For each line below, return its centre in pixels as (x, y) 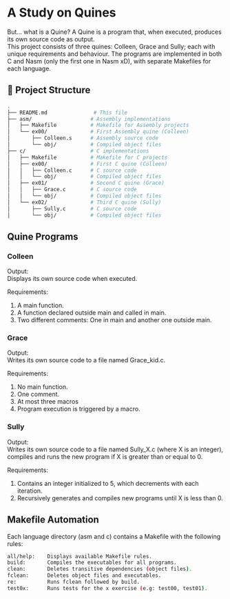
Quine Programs (43, 236)
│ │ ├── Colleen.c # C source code (72, 170)
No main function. (42, 387)
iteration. (30, 491)
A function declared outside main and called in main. (92, 313)
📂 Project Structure (49, 90)
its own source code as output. (51, 39)
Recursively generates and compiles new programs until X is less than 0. (120, 498)
